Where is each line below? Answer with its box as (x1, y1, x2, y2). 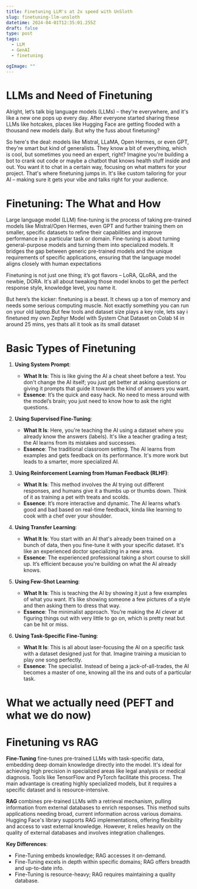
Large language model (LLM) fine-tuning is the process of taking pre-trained (6, 216, 192, 223)
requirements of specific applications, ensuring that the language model (6, 254, 181, 261)
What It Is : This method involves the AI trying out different (23, 481, 165, 488)
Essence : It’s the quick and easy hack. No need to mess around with (23, 391, 190, 399)
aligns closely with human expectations (6, 260, 102, 268)
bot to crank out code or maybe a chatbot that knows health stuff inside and (6, 157, 191, 164)
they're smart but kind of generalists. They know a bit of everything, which (6, 145, 187, 152)
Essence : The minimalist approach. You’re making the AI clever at (23, 608, 183, 616)
